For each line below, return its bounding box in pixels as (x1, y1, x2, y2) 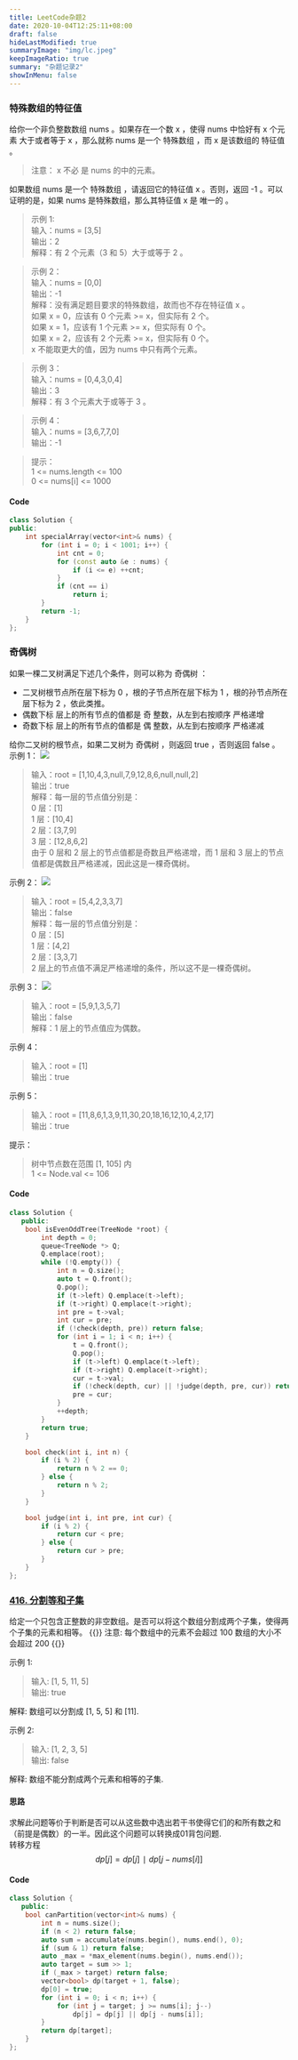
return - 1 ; (41, 607, 82, 616)
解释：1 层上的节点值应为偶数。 (30, 1022, 146, 1033)
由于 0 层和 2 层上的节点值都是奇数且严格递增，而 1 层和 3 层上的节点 (30, 847, 285, 857)
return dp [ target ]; (41, 2026, 114, 2035)
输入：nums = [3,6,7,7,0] (30, 426, 120, 437)
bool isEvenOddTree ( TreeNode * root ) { (25, 1225, 169, 1234)
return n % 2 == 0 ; (56, 1464, 129, 1473)
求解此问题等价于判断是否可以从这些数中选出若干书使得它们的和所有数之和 (9, 1817, 281, 1828)
